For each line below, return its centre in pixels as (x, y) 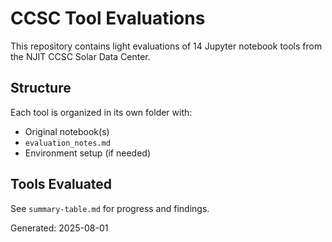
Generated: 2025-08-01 (59, 228)
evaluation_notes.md (67, 143)
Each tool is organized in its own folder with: (101, 112)
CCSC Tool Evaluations (108, 18)
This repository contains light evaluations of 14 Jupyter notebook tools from (166, 46)
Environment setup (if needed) (88, 153)
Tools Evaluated (61, 184)
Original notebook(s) (67, 131)
